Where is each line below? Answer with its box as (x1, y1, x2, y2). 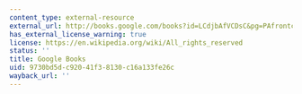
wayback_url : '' (9, 72, 70, 81)
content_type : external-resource (9, 13, 135, 22)
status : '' (9, 47, 50, 56)
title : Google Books (9, 55, 87, 64)
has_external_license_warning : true (9, 30, 147, 38)
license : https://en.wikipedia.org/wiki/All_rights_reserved (9, 38, 244, 47)
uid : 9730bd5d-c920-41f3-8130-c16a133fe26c (9, 64, 175, 73)
